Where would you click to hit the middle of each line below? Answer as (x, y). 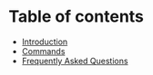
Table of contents (76, 17)
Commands (43, 51)
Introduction (45, 42)
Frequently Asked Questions (75, 61)
